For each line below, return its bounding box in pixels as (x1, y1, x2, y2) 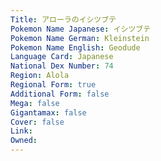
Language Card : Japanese (10, 52, 114, 62)
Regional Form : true (10, 80, 97, 90)
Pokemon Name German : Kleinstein (10, 33, 150, 43)
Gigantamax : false (10, 107, 87, 118)
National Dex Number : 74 (10, 61, 114, 71)
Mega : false (10, 98, 60, 108)
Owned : (10, 136, 38, 146)
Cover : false (10, 117, 65, 127)
